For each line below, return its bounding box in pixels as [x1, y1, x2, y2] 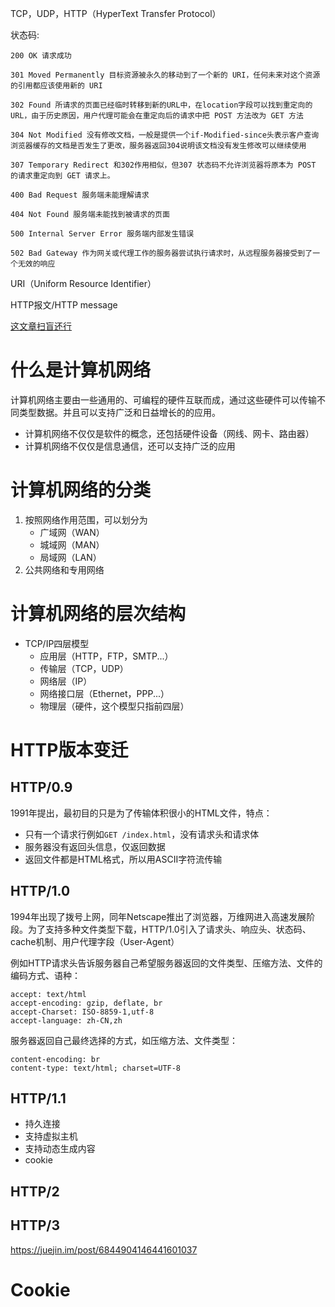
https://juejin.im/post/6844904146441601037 [10, 1243, 198, 1256]
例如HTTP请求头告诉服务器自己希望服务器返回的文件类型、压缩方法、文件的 [10, 957, 323, 969]
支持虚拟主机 [24, 1130, 78, 1142]
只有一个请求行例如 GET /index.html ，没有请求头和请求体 [24, 828, 260, 840]
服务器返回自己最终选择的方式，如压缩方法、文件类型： [10, 1034, 238, 1046]
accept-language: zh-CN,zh [10, 1015, 123, 1026]
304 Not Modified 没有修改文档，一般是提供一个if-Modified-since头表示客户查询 [10, 130, 320, 140]
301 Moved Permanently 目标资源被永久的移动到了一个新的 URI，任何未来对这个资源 [10, 70, 321, 80]
